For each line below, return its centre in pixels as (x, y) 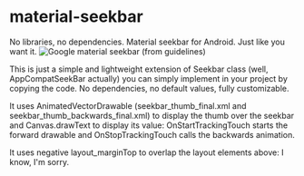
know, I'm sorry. (39, 161)
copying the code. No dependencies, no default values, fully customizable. (149, 88)
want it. (24, 51)
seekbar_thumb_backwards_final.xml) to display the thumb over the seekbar (152, 115)
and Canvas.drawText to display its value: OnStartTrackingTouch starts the (149, 125)
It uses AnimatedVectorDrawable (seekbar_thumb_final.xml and (128, 105)
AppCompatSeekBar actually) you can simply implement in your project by (148, 78)
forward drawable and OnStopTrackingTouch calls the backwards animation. (152, 134)
